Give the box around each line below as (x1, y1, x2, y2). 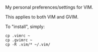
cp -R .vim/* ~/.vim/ (5, 42, 51, 47)
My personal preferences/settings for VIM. (5, 4, 93, 10)
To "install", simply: (5, 23, 45, 29)
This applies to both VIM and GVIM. (5, 14, 79, 19)
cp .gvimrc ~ (5, 37, 33, 42)
